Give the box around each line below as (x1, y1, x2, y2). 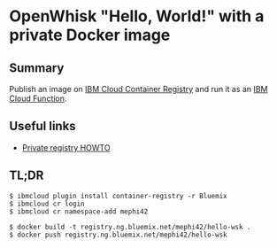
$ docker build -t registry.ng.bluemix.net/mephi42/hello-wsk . (9, 222, 251, 231)
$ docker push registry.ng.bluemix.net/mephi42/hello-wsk (9, 230, 227, 239)
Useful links (9, 119, 77, 134)
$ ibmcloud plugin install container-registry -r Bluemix (9, 191, 227, 200)
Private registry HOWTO (21, 142, 111, 152)
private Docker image (9, 25, 171, 45)
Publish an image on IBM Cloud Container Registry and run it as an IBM (9, 84, 268, 94)
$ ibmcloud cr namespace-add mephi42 (9, 206, 149, 216)
